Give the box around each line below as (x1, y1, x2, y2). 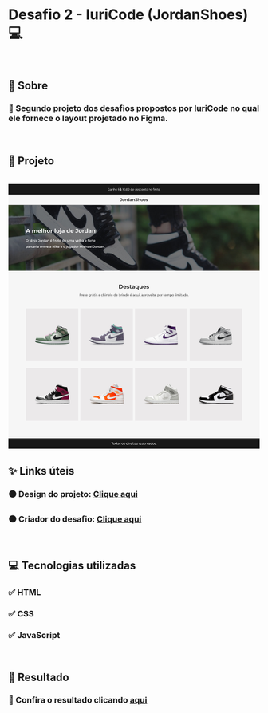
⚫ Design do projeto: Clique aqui (8, 489, 138, 500)
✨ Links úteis (8, 464, 75, 478)
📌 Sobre (8, 79, 49, 93)
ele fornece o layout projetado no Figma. (8, 113, 169, 124)
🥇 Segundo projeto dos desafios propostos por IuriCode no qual (8, 103, 260, 114)
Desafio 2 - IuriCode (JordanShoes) (8, 6, 249, 24)
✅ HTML (8, 586, 41, 597)
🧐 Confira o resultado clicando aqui (8, 695, 148, 706)
